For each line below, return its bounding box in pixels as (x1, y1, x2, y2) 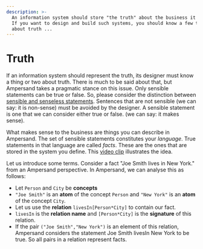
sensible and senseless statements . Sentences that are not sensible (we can (6, 98, 196, 105)
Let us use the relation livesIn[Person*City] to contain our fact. (14, 204, 176, 211)
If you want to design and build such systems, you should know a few (11, 20, 193, 26)
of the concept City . (14, 198, 66, 205)
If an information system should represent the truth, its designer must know (6, 72, 194, 79)
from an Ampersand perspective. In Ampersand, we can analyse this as (6, 166, 184, 173)
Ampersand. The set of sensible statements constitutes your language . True (6, 135, 196, 142)
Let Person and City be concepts (14, 184, 98, 191)
